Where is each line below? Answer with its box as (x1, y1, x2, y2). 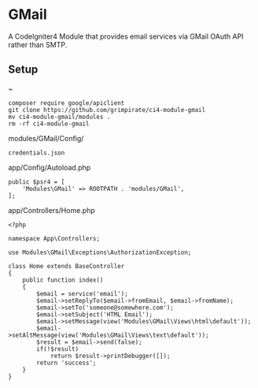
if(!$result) (36, 345, 79, 353)
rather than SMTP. (8, 39, 68, 49)
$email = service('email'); (36, 289, 128, 297)
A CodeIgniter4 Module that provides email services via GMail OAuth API (8, 32, 244, 41)
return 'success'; (36, 359, 97, 367)
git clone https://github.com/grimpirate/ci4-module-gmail (8, 106, 206, 114)
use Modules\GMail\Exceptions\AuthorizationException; (8, 248, 192, 256)
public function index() (22, 276, 104, 284)
